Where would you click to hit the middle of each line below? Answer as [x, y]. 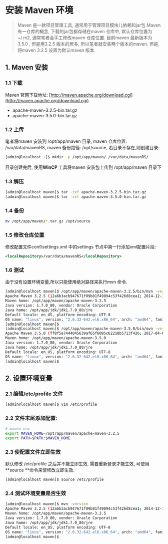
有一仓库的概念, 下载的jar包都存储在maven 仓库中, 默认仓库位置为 [85, 31]
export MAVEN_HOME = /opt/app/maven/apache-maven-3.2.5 [62, 434]
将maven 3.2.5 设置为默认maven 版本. [56, 50]
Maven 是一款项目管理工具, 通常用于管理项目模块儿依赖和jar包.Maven [89, 25]
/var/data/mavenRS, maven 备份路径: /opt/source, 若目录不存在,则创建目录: [82, 147]
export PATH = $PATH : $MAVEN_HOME [38, 438]
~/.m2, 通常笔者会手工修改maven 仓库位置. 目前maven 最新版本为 [85, 38]
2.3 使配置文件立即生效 [33, 452]
